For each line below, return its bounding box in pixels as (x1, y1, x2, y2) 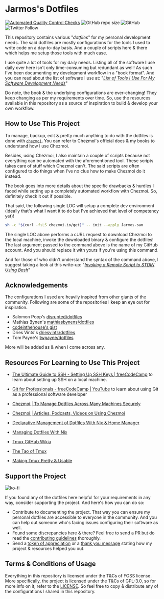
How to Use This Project (5, 120, 80, 128)
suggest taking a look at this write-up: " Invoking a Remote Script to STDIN (5, 262, 155, 267)
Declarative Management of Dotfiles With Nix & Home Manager (12, 420, 140, 426)
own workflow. (5, 105, 35, 111)
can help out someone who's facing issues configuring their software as (12, 520, 158, 526)
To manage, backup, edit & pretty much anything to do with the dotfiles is (5, 132, 153, 138)
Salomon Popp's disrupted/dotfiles (12, 314, 82, 320)
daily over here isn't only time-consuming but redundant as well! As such (5, 65, 153, 71)
